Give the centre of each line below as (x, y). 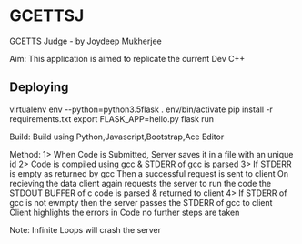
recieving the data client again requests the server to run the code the (140, 183)
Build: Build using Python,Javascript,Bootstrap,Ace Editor (117, 137)
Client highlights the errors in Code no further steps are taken (125, 212)
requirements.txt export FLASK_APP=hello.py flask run (112, 118)
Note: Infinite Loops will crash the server (86, 229)
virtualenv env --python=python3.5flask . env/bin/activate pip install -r (141, 109)
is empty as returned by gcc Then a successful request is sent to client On (149, 173)
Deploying (39, 87)
